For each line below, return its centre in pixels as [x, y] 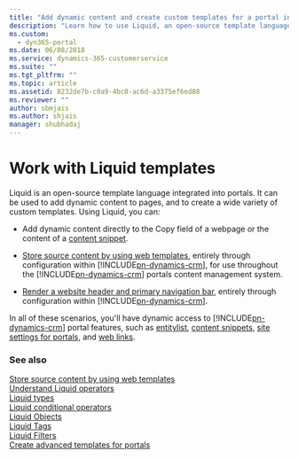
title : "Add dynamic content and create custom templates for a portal [144, 17]
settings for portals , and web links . [72, 337]
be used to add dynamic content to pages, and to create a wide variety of [143, 202]
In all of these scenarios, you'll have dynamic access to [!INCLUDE [131, 318]
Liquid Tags [30, 426]
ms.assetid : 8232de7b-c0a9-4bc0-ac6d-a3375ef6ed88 [105, 91]
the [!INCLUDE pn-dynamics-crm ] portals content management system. [153, 274]
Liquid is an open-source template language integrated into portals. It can [144, 192]
